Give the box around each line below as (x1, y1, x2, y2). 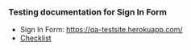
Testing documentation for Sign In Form (8, 6, 168, 18)
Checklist (19, 33, 52, 43)
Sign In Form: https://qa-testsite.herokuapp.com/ (19, 25, 183, 35)
